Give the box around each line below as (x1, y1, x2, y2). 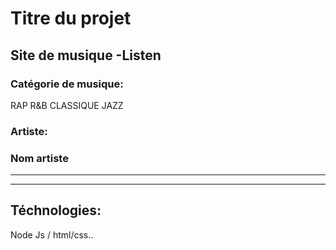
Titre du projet (10, 7, 132, 30)
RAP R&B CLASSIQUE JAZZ (10, 99, 124, 111)
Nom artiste (10, 151, 69, 165)
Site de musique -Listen (10, 47, 162, 64)
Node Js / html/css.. (10, 228, 94, 241)
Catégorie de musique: (10, 77, 124, 91)
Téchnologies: (10, 202, 102, 219)
